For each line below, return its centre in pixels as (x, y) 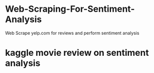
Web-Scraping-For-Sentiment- (70, 9)
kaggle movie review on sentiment (77, 53)
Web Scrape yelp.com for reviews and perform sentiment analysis (72, 33)
